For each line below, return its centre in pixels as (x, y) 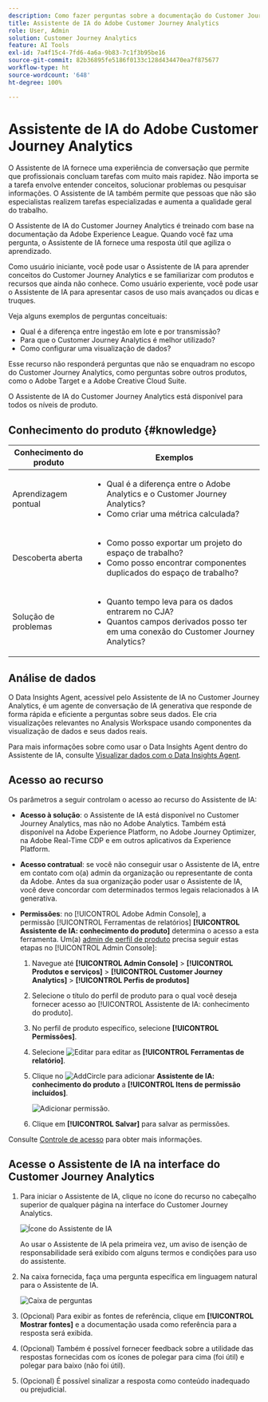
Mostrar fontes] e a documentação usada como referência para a (128, 1324)
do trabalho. (28, 210)
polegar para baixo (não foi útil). (73, 1365)
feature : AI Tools (39, 46)
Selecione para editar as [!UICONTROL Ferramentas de (138, 1051)
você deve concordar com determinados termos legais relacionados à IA (139, 889)
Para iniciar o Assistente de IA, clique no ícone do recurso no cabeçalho (138, 1196)
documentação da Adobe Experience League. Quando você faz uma (121, 234)
